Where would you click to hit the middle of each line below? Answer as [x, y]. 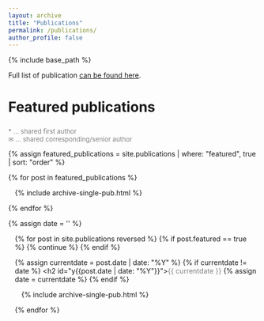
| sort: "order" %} [37, 162]
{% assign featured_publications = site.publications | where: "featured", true [132, 154]
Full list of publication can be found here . [75, 75]
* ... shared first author [43, 132]
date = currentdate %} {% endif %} [72, 279]
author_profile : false [45, 38]
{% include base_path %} [50, 60]
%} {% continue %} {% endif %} [68, 247]
